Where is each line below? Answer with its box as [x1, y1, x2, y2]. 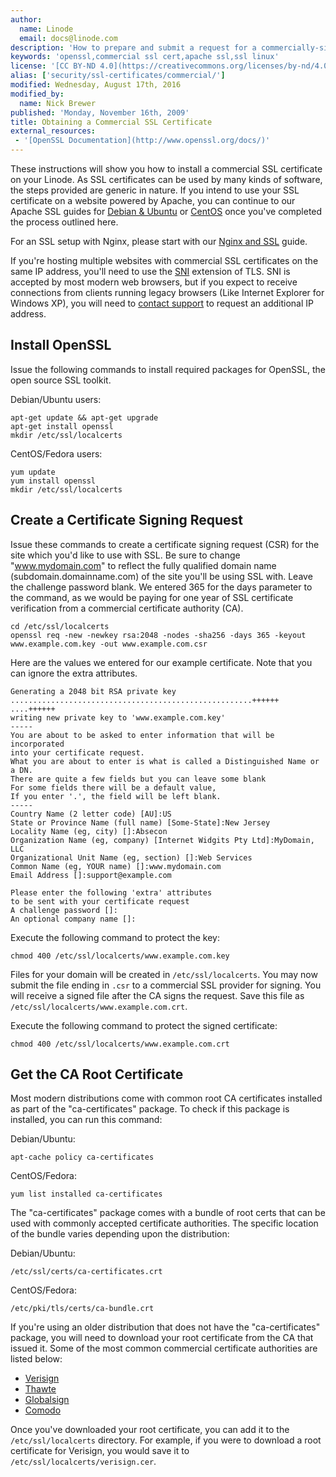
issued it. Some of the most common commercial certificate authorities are [10, 1342, 318, 1355]
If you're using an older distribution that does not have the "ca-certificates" [10, 1321, 321, 1333]
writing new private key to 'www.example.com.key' [10, 712, 226, 723]
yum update [10, 467, 56, 477]
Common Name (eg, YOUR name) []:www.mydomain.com [10, 861, 222, 871]
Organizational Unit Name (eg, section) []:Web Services [10, 852, 253, 863]
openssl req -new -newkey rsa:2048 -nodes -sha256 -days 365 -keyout [10, 630, 307, 640]
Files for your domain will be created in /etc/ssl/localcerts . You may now [10, 968, 318, 980]
